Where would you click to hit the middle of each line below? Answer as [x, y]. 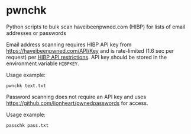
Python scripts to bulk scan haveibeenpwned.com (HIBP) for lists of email [96, 27]
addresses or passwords [36, 33]
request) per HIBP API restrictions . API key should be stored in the [87, 57]
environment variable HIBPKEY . [43, 63]
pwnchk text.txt [26, 86]
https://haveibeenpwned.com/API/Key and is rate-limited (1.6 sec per [90, 50]
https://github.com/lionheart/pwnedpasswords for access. [77, 103]
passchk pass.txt [27, 125]
